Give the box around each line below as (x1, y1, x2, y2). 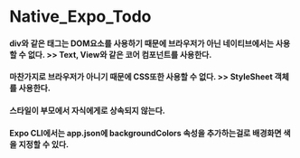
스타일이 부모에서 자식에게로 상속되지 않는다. (9, 105, 165, 116)
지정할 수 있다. (18, 138, 70, 150)
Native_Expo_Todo (9, 6, 152, 27)
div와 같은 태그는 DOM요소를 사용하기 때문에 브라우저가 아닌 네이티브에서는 (9, 38, 274, 49)
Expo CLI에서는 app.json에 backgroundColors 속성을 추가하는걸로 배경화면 (9, 127, 282, 138)
